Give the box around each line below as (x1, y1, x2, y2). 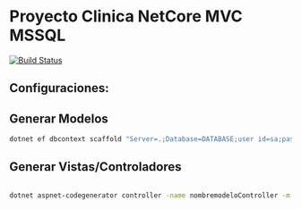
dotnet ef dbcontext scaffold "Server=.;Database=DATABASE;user (9, 135, 254, 144)
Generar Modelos (9, 111, 109, 126)
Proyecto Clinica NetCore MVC (9, 6, 244, 27)
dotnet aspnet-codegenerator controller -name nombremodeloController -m (9, 190, 291, 200)
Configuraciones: (9, 80, 109, 96)
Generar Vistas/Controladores (9, 159, 182, 175)
